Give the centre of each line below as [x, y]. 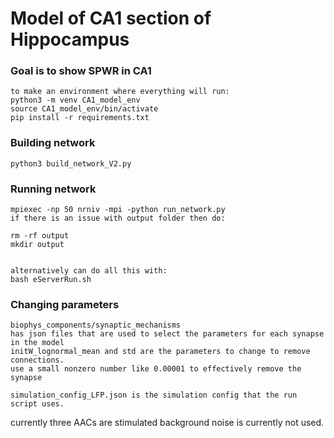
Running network [53, 189]
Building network [53, 143]
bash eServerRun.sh [51, 280]
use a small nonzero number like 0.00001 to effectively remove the [156, 369]
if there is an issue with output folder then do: [118, 218]
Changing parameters [65, 304]
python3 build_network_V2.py [71, 163]
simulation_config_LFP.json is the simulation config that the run [154, 395]
